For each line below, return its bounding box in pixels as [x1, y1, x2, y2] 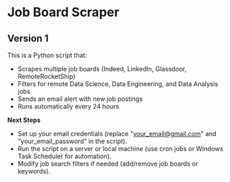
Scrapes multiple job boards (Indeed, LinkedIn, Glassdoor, [17, 65, 187, 73]
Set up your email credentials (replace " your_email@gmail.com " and [17, 130, 217, 138]
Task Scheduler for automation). [17, 152, 112, 160]
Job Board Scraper [7, 4, 120, 20]
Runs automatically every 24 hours [17, 102, 120, 110]
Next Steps [7, 116, 41, 124]
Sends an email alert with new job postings [17, 95, 143, 103]
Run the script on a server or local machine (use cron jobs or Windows [17, 145, 224, 152]
